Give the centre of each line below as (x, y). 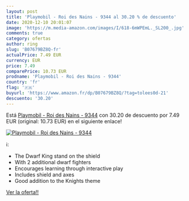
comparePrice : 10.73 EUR (36, 71)
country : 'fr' (23, 82)
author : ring (22, 44)
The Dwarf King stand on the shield (57, 156)
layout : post (22, 11)
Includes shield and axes (44, 174)
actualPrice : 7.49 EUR (34, 55)
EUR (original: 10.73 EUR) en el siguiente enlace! (64, 121)
